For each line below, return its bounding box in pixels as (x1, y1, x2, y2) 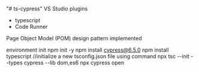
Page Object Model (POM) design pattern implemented (6, 35, 142, 41)
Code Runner (14, 23, 48, 30)
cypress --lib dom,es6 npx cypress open (23, 59, 125, 66)
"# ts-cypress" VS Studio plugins (6, 5, 88, 12)
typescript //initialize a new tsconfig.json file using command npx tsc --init (6, 53, 190, 59)
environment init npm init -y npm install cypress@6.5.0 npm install (6, 46, 169, 53)
